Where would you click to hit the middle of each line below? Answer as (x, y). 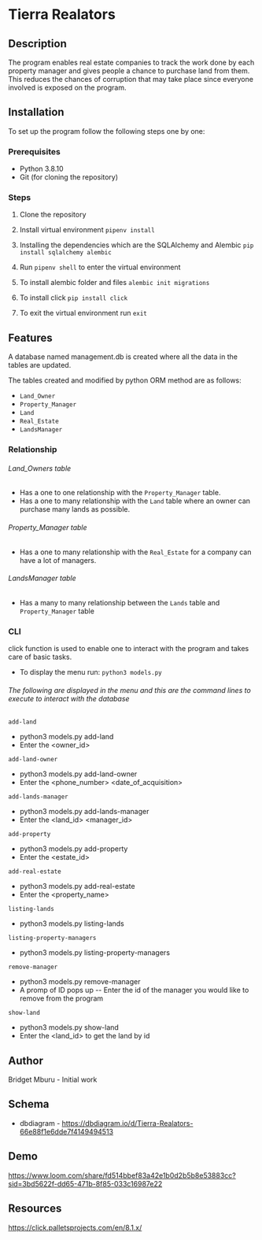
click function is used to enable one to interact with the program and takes (129, 649)
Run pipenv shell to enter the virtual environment (100, 267)
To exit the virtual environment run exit (83, 313)
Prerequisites (34, 151)
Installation (36, 112)
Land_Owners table (40, 468)
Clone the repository (53, 215)
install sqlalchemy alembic (65, 253)
